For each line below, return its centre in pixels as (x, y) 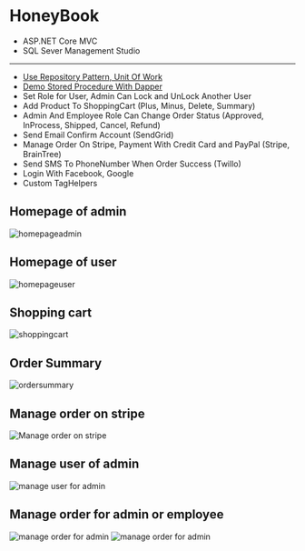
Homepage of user (63, 262)
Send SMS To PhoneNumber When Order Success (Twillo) (132, 164)
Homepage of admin (68, 211)
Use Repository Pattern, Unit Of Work (93, 76)
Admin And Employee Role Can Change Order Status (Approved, (143, 115)
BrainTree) (42, 154)
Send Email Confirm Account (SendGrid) (98, 135)
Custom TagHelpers (60, 183)
